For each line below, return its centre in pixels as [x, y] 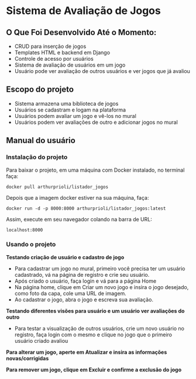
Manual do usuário [41, 140]
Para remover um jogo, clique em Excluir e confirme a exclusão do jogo [94, 370]
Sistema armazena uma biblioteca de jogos [66, 103]
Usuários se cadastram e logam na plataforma [70, 110]
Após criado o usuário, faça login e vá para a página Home [85, 281]
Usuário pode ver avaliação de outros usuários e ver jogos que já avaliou [102, 71]
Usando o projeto [31, 245]
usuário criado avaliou [41, 340]
